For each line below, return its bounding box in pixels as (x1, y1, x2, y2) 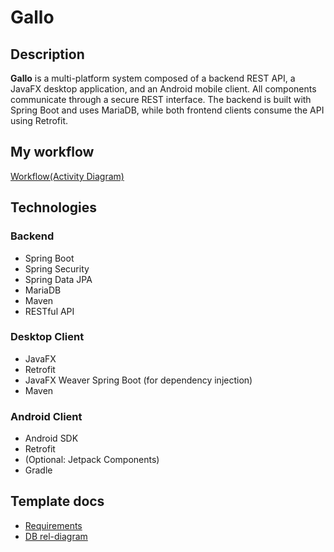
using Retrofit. (10, 115, 69, 126)
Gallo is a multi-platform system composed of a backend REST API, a (10, 72, 296, 84)
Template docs (10, 493, 105, 510)
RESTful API (24, 305, 75, 317)
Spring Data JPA (24, 273, 93, 285)
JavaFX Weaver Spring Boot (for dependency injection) (24, 374, 253, 386)
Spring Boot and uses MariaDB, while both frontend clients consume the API (10, 104, 325, 116)
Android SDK (24, 432, 79, 445)
